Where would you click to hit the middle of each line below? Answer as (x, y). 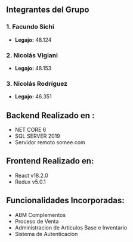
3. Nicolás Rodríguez (37, 83)
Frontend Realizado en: (50, 161)
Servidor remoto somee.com (50, 142)
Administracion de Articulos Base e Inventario (71, 227)
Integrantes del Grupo (48, 10)
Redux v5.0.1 (30, 182)
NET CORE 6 (30, 130)
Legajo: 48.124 (33, 40)
